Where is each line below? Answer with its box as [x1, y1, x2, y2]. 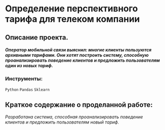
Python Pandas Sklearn [5, 87, 50, 92]
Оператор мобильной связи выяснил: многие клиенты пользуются [5, 47, 152, 53]
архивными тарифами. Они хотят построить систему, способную [5, 52, 149, 58]
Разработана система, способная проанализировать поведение [5, 114, 143, 120]
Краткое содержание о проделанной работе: [5, 101, 153, 109]
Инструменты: [5, 75, 43, 82]
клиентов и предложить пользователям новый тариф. [5, 119, 120, 125]
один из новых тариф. [5, 63, 53, 69]
